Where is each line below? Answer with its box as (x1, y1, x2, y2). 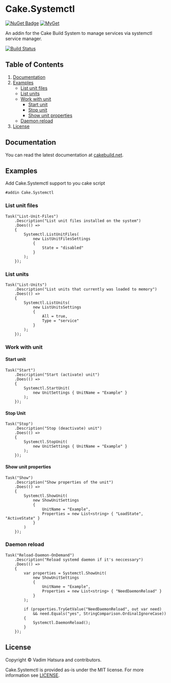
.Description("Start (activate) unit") (14, 372, 100, 378)
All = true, (42, 313, 68, 319)
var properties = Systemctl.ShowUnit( (24, 570, 107, 576)
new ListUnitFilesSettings (32, 236, 91, 242)
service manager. (5, 35, 42, 42)
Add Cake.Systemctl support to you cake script (5, 180, 105, 187)
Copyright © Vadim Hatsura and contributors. (5, 656, 102, 663)
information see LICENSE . (5, 672, 60, 678)
